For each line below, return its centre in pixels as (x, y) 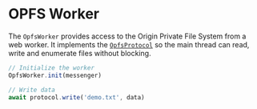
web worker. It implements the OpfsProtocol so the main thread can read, (129, 44)
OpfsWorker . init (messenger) (55, 75)
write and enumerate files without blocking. (80, 53)
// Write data (32, 90)
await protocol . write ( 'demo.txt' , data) (77, 97)
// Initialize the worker (51, 68)
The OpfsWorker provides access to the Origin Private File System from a (127, 36)
